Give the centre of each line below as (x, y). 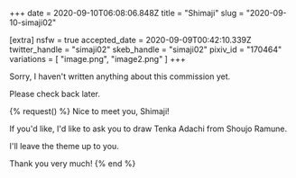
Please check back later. (55, 94)
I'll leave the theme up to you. (64, 146)
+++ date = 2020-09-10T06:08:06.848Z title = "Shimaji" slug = (127, 13)
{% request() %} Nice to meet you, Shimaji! (89, 111)
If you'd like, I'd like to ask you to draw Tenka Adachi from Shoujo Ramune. (148, 129)
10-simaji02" (33, 22)
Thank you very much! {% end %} (73, 164)
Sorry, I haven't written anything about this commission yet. (120, 76)
